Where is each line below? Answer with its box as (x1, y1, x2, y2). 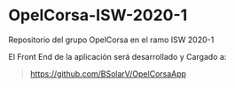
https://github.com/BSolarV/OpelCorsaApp (29, 68, 187, 79)
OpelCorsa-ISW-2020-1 (8, 5, 188, 26)
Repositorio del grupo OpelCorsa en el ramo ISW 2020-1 (8, 34, 215, 45)
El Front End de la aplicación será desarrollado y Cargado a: (8, 51, 227, 62)
